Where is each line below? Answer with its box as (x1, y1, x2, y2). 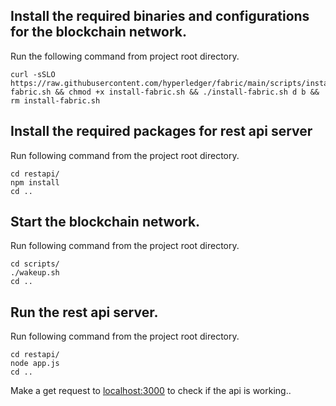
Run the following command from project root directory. (10, 50, 240, 62)
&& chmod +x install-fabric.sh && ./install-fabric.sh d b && (54, 87, 320, 97)
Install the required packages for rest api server (10, 123, 313, 140)
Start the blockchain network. (10, 214, 201, 231)
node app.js (10, 359, 60, 369)
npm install (10, 177, 60, 188)
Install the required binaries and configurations (10, 8, 310, 25)
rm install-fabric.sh (10, 95, 101, 106)
